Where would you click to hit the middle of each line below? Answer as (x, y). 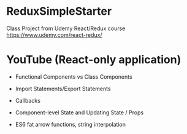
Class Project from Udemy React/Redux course (66, 28)
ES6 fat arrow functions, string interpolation (70, 124)
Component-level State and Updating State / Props (79, 112)
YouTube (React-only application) (94, 60)
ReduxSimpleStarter (59, 11)
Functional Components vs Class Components (74, 77)
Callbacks (28, 100)
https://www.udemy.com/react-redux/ (54, 34)
